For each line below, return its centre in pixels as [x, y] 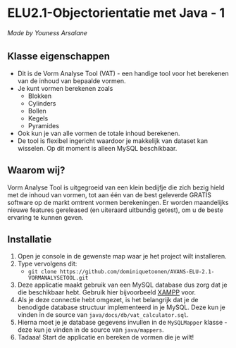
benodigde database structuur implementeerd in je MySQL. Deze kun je [121, 307]
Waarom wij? [36, 170]
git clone [43, 272]
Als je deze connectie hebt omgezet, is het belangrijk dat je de [108, 300]
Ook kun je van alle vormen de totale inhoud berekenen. [99, 133]
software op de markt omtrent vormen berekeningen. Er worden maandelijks [118, 202]
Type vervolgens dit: [47, 264]
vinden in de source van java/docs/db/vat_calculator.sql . [103, 315]
